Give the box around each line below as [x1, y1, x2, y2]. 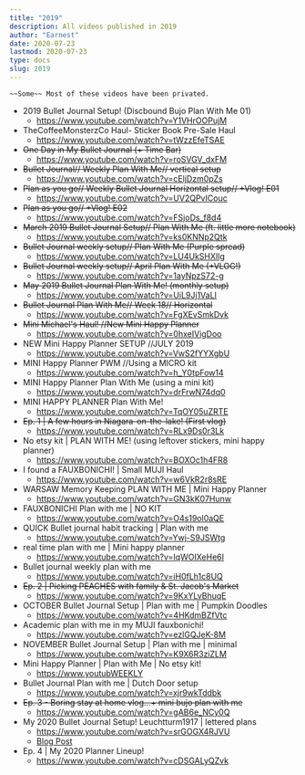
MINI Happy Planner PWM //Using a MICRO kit [22, 357, 198, 368]
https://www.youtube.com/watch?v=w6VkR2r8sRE [36, 474, 228, 485]
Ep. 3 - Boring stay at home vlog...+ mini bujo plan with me [22, 696, 243, 707]
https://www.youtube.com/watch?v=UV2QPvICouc [36, 193, 228, 204]
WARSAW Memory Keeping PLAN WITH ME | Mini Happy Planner [22, 483, 268, 494]
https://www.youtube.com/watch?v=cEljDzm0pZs [36, 173, 223, 183]
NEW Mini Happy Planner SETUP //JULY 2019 [22, 338, 194, 349]
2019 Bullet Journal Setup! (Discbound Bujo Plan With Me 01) [22, 105, 252, 116]
